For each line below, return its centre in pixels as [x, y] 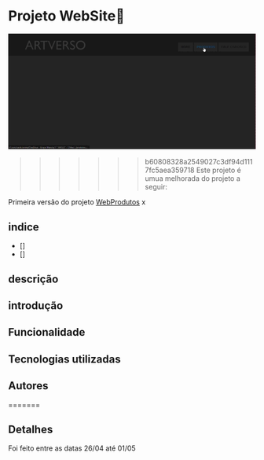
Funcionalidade [47, 332]
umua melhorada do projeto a [193, 178]
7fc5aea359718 [170, 170]
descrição [33, 279]
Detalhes [31, 429]
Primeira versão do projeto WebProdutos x [77, 202]
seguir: [156, 187]
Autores [28, 386]
